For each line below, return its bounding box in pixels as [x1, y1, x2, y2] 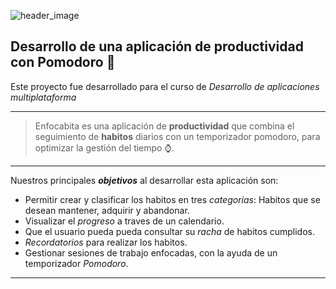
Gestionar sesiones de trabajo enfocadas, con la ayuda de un [24, 246, 278, 259]
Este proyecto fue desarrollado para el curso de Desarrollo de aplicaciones [10, 80, 320, 92]
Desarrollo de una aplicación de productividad [10, 38, 304, 55]
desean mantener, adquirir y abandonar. [24, 204, 190, 216]
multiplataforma [10, 91, 77, 103]
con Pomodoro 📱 [10, 54, 116, 71]
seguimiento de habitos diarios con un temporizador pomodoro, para [34, 130, 321, 142]
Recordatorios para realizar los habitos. [24, 236, 188, 248]
